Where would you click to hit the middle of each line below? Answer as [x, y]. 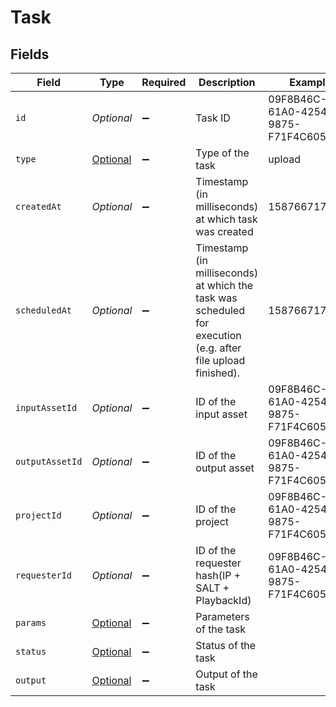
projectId [38, 515]
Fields [30, 54]
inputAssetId [46, 407]
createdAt [38, 206]
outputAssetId [49, 461]
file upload [220, 360]
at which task [226, 219]
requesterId [44, 575]
